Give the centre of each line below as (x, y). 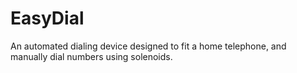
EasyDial (47, 18)
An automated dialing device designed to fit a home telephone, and (148, 46)
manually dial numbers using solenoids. (91, 56)
